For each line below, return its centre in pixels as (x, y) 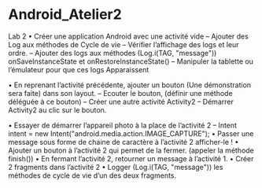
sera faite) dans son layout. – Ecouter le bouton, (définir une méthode (121, 93)
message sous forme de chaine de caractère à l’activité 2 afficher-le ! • (124, 142)
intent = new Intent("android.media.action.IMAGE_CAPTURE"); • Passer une (131, 133)
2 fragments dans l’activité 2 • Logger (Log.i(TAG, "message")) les (116, 167)
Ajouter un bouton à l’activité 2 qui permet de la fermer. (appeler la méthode (131, 150)
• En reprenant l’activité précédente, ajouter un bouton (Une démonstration (130, 85)
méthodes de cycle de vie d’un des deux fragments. (92, 175)
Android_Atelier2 (65, 15)
